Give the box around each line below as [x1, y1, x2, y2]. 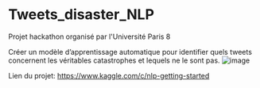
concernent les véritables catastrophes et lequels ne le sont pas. [8, 55, 220, 65]
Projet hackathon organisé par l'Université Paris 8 [8, 32, 171, 41]
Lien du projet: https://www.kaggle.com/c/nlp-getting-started [8, 71, 210, 80]
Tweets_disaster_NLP [8, 6, 155, 24]
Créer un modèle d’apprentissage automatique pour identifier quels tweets [8, 47, 253, 56]
